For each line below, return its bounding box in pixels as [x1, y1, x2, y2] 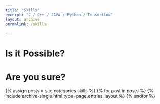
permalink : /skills [5, 21, 47, 27]
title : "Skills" [5, 7, 40, 13]
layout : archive [5, 17, 40, 22]
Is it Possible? [5, 48, 65, 59]
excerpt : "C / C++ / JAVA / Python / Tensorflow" [5, 12, 113, 17]
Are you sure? [5, 71, 66, 83]
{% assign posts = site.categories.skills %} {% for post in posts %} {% [5, 88, 154, 94]
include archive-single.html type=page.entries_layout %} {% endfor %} [5, 93, 155, 99]
